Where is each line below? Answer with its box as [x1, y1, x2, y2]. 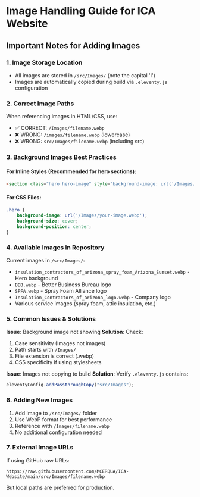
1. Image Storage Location [6, 58, 83, 67]
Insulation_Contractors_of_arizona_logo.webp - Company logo [14, 293, 171, 301]
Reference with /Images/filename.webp [14, 422, 110, 429]
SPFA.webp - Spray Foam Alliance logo [14, 287, 107, 295]
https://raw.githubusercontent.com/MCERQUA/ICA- [6, 468, 129, 474]
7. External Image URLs [6, 443, 74, 452]
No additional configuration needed [14, 429, 102, 436]
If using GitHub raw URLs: [6, 457, 70, 464]
